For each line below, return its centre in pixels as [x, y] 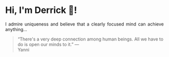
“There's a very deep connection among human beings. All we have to [90, 39]
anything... [16, 29]
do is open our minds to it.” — [48, 44]
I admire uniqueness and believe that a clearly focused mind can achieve [84, 24]
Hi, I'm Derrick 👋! [41, 10]
